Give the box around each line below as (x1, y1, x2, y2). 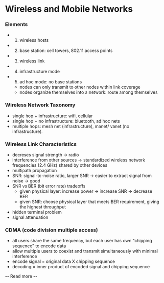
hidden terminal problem (12, 209, 62, 215)
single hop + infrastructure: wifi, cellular (12, 113, 93, 119)
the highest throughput (19, 204, 66, 210)
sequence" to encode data (12, 243, 66, 249)
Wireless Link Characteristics (5, 141, 77, 148)
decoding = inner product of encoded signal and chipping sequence (12, 264, 150, 270)
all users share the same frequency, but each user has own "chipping (12, 238, 153, 244)
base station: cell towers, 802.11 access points (19, 48, 113, 53)
